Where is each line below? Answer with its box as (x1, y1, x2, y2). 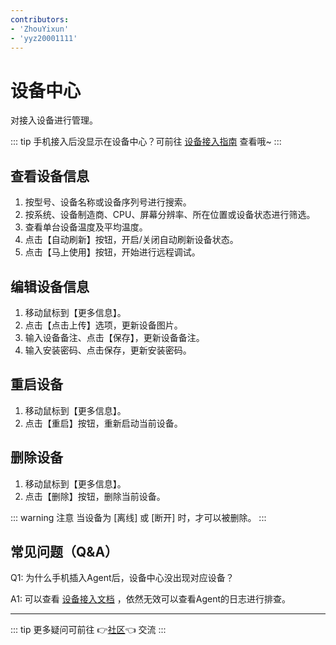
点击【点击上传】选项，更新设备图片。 (24, 319, 183, 331)
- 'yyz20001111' (10, 33, 78, 43)
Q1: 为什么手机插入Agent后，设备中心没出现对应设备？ (10, 572, 235, 584)
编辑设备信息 (10, 278, 90, 295)
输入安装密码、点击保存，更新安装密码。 (24, 344, 192, 356)
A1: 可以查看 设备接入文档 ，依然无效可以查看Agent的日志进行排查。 (10, 593, 291, 605)
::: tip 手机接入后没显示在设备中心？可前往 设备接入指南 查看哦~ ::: (10, 136, 282, 148)
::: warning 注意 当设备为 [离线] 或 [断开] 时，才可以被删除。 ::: (10, 511, 267, 523)
